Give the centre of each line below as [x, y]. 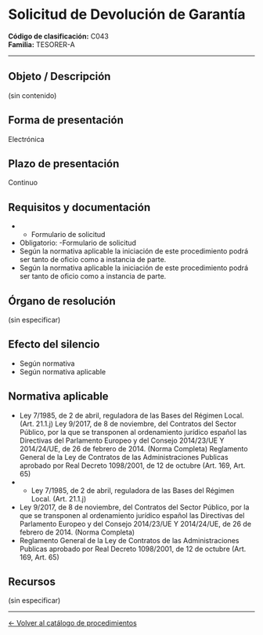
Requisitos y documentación [79, 207]
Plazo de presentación [64, 164]
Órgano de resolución [62, 301]
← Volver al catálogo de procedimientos [72, 623]
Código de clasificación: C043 [59, 36]
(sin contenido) [32, 95]
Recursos [32, 582]
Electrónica [26, 139]
